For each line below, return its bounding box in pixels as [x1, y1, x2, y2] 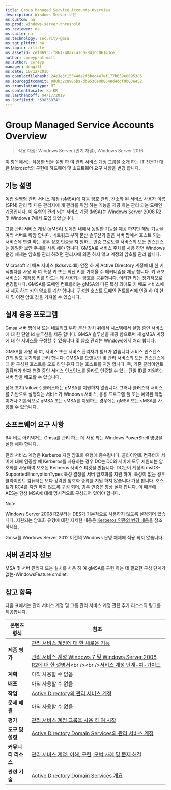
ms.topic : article [5, 45, 44, 50]
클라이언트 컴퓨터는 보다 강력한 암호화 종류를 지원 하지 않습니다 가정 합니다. [5, 477, 155, 483]
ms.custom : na [5, 17, 36, 22]
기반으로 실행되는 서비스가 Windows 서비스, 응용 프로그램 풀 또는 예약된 [10, 391, 154, 397]
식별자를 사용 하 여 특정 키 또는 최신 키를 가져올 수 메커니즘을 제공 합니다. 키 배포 [5, 269, 165, 274]
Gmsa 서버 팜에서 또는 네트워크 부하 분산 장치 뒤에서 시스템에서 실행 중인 [5, 325, 150, 331]
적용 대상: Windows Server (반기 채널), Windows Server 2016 [17, 148, 144, 154]
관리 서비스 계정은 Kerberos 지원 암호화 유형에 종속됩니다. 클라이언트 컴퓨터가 [5, 452, 160, 458]
